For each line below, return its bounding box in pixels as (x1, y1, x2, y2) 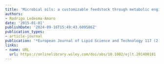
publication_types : (5, 29, 45, 34)
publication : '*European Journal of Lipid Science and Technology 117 (5, 38, 152, 43)
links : (5, 43, 19, 48)
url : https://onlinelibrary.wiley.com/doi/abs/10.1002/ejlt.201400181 (9, 51, 156, 57)
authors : (5, 12, 23, 16)
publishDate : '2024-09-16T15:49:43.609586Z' (5, 25, 97, 30)
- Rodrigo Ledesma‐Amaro (5, 16, 56, 21)
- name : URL (5, 47, 29, 52)
